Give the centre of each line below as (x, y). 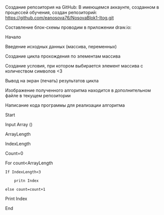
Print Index (16, 199)
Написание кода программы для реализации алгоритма (65, 105)
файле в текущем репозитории (38, 96)
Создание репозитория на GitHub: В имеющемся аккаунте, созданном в (82, 7)
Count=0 (14, 153)
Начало (13, 37)
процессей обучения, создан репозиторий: (51, 12)
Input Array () (19, 124)
